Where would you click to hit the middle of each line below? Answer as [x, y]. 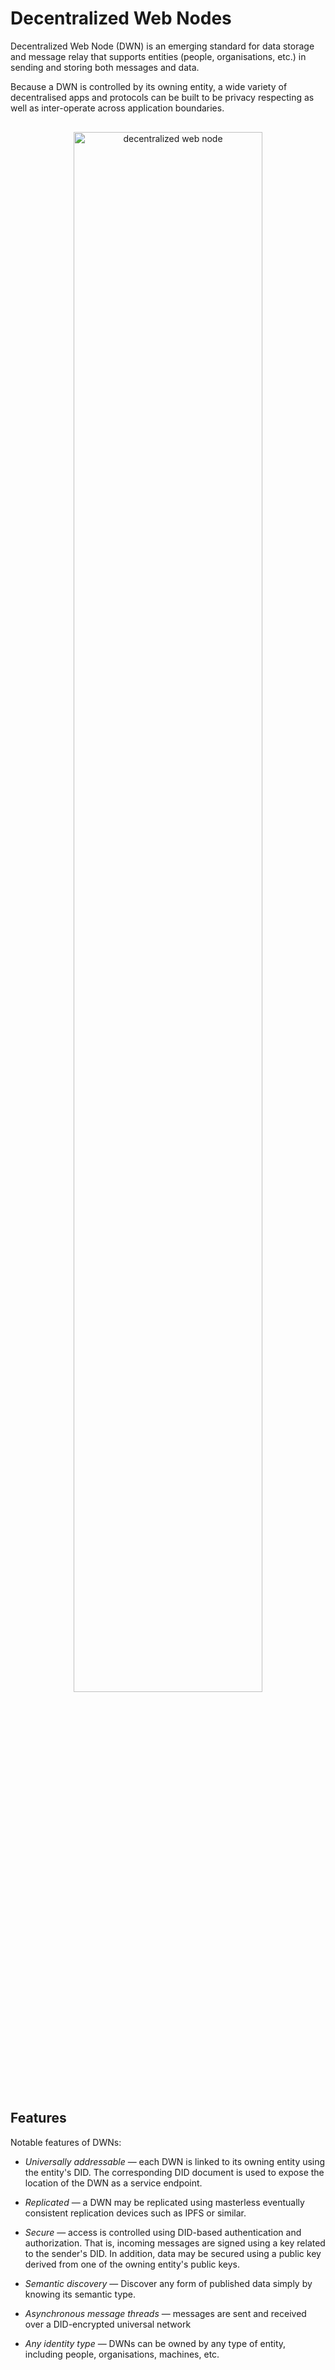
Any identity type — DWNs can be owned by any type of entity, [155, 2343]
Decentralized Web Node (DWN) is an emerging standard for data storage [162, 46]
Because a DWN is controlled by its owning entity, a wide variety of [149, 86]
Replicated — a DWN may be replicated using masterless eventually [164, 2202]
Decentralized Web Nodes [121, 18]
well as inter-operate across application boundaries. [117, 108]
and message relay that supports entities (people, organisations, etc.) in [158, 56]
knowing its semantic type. [80, 2294]
